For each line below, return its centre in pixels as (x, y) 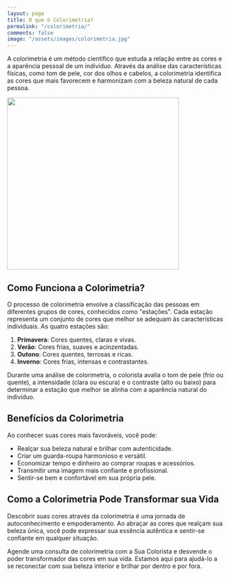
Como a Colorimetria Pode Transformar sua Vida (113, 500)
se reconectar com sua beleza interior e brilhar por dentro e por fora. (105, 566)
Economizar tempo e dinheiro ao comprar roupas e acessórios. (106, 463)
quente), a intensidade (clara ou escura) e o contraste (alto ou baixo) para (112, 382)
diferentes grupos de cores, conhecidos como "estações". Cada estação (110, 311)
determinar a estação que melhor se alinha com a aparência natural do (107, 389)
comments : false (30, 33)
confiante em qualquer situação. (53, 538)
